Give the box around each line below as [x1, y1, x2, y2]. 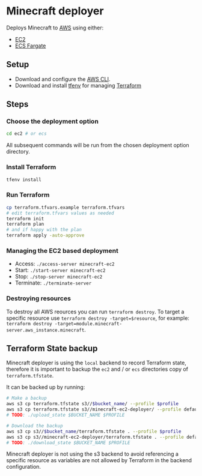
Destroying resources [6, 294, 71, 303]
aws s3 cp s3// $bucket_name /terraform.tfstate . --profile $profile [6, 428, 182, 435]
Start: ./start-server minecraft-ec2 [14, 267, 106, 274]
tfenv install [6, 176, 42, 182]
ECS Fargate [14, 42, 46, 49]
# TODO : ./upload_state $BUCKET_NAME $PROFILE [6, 412, 125, 418]
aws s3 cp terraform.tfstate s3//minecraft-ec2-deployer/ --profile [6, 406, 182, 412]
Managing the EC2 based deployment [6, 246, 118, 255]
